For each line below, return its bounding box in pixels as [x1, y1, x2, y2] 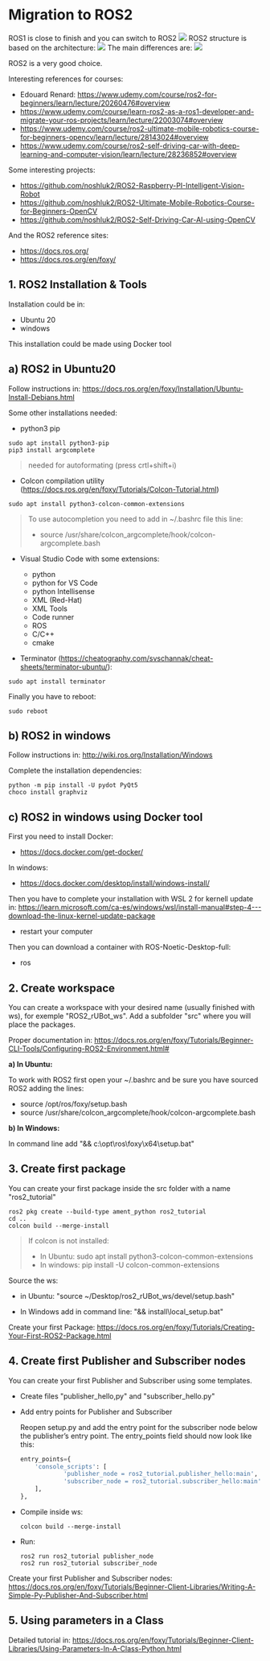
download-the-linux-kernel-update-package [8, 911, 156, 921]
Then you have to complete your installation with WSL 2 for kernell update [8, 894, 254, 904]
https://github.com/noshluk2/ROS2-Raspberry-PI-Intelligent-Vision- [19, 180, 245, 190]
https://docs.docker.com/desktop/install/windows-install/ [19, 879, 211, 888]
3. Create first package [8, 1162, 126, 1176]
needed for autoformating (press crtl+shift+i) [27, 460, 177, 470]
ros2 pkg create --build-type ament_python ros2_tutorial [8, 1207, 207, 1216]
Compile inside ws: [19, 1506, 84, 1516]
